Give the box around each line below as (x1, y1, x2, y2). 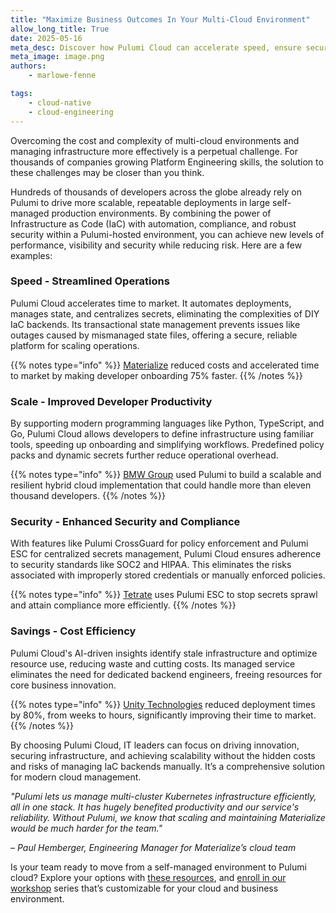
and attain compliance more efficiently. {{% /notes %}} (10, 599, 237, 611)
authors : (10, 61, 47, 71)
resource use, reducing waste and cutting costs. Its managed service (10, 657, 296, 670)
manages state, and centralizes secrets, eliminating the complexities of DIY (10, 307, 320, 320)
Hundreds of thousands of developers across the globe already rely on (10, 186, 302, 198)
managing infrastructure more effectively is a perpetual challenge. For (10, 145, 299, 157)
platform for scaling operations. (10, 339, 140, 351)
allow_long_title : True (10, 24, 110, 34)
